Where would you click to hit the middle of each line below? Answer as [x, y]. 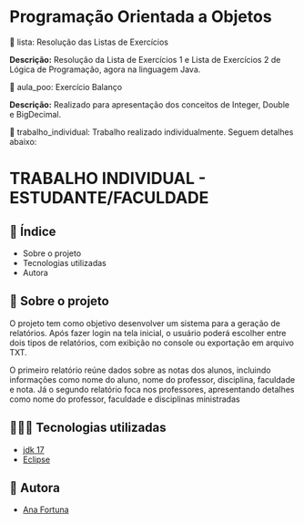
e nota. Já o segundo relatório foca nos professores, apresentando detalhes [152, 389]
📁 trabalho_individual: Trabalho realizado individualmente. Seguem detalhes [152, 132]
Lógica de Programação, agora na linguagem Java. [105, 69]
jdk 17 [33, 449]
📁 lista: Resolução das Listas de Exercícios [89, 42]
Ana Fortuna [46, 510]
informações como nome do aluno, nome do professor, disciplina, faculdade [152, 379]
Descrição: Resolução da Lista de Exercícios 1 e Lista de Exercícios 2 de [145, 59]
